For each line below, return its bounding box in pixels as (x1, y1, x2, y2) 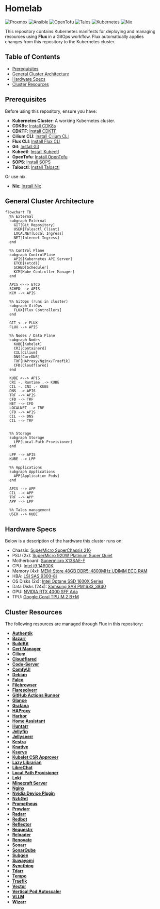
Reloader (12, 832, 31, 838)
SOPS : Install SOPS (12, 159, 51, 165)
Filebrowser (12, 682, 37, 688)
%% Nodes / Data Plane (9, 333, 55, 338)
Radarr (12, 811, 27, 817)
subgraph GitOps (9, 303, 42, 309)
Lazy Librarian (12, 759, 42, 765)
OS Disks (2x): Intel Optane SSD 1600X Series (12, 578, 104, 584)
